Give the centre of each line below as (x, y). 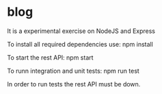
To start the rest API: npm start (50, 57)
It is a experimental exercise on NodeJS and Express (81, 31)
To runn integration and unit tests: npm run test (73, 71)
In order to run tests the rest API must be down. (74, 84)
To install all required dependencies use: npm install (80, 44)
